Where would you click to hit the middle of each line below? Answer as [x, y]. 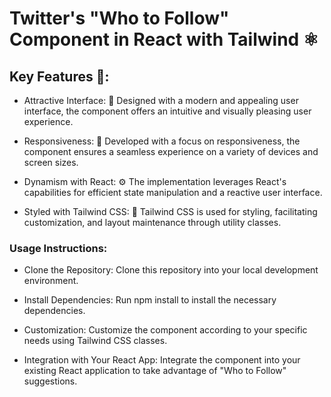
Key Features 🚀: [59, 76]
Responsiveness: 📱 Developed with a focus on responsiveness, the [162, 141]
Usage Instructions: [58, 248]
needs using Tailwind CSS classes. [95, 341]
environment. [51, 281]
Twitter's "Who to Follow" [119, 18]
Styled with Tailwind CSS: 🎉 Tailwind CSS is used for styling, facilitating [170, 211]
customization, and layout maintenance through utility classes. [152, 222]
